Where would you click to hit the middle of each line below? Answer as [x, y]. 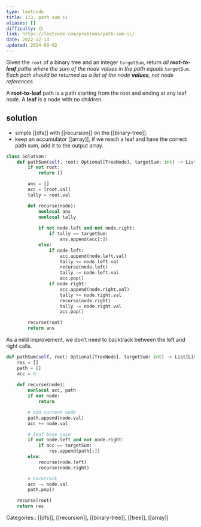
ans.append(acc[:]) [84, 240]
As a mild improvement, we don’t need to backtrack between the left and [96, 340]
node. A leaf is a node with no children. [55, 99]
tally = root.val [49, 195]
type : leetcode [25, 12]
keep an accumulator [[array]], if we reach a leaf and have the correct [101, 139]
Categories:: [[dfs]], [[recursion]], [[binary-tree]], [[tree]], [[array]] [87, 518]
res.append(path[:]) [74, 451]
